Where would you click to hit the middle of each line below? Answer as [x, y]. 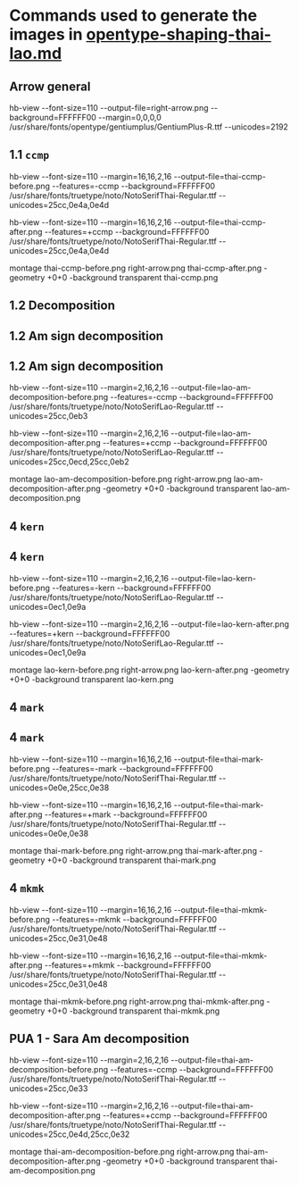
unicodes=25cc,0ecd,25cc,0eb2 [69, 462]
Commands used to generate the [133, 16]
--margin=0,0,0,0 [130, 117]
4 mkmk [27, 888]
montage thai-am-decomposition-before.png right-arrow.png [122, 1152]
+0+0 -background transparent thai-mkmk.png [133, 1011]
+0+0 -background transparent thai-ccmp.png [133, 277]
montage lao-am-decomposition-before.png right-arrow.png [120, 480]
